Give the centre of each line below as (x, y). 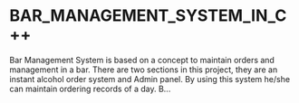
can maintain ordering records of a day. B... (90, 89)
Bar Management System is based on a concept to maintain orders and (142, 60)
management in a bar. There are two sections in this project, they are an (144, 70)
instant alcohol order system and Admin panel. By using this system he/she (150, 79)
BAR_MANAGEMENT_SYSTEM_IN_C (148, 16)
